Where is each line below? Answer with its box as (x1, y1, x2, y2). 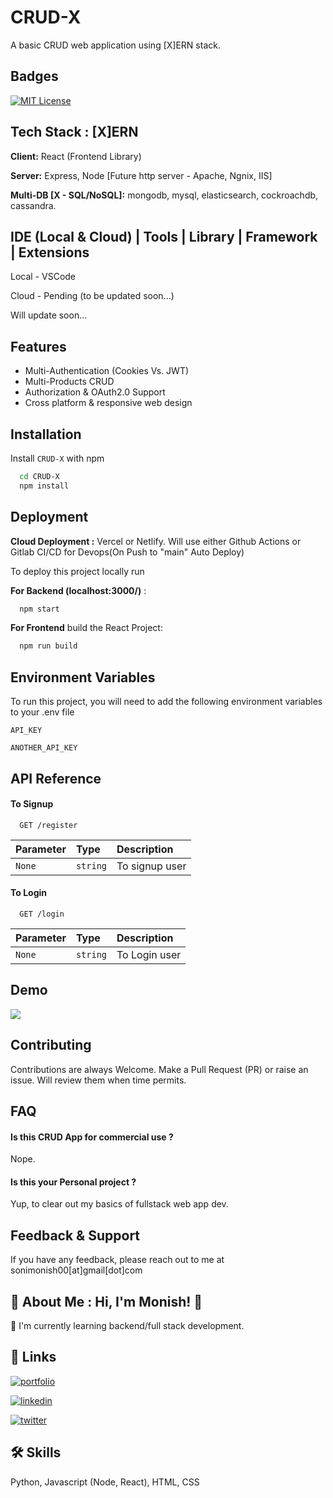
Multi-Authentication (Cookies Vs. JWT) (24, 365, 190, 377)
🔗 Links (10, 1349, 57, 1366)
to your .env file (10, 706, 75, 718)
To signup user (116, 859, 187, 873)
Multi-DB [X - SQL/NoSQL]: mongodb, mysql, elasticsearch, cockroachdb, (10, 189, 319, 201)
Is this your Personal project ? (10, 1176, 137, 1188)
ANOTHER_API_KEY (10, 743, 78, 753)
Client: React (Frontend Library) (10, 150, 142, 162)
